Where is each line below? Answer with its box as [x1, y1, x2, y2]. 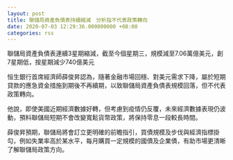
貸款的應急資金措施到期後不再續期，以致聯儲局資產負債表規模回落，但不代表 [7, 81, 226, 90]
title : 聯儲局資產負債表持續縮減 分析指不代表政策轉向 [7, 17, 148, 24]
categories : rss [7, 29, 54, 37]
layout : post [7, 10, 45, 17]
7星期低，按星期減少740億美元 [7, 58, 95, 66]
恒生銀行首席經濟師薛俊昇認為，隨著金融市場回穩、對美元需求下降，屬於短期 [7, 73, 226, 81]
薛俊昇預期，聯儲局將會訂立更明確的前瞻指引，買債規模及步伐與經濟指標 [7, 128, 214, 136]
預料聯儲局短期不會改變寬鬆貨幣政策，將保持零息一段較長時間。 [19, 114, 202, 122]
